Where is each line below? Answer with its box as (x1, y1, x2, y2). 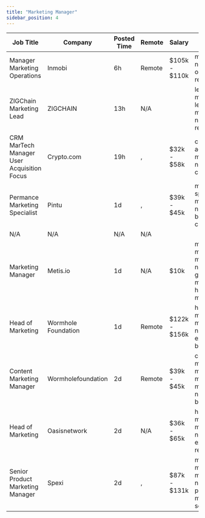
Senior (9, 467, 29, 475)
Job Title (12, 38, 39, 47)
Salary (169, 38, 189, 47)
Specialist (9, 208, 38, 217)
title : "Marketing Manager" (6, 9, 78, 15)
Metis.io (47, 266, 70, 275)
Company (63, 38, 93, 47)
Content (9, 367, 32, 375)
